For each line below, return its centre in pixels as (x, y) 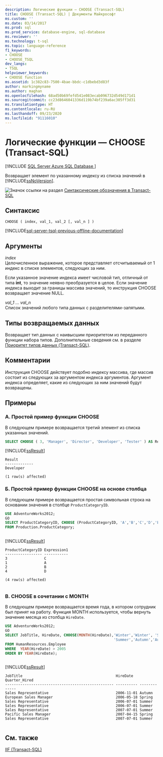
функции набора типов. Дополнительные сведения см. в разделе (73, 340)
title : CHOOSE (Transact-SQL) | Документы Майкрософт (61, 14)
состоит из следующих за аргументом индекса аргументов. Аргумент (78, 377)
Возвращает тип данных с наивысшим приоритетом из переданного (76, 335)
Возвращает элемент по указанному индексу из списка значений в (75, 175)
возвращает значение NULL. (35, 293)
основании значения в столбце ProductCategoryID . (57, 505)
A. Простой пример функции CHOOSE (52, 417)
